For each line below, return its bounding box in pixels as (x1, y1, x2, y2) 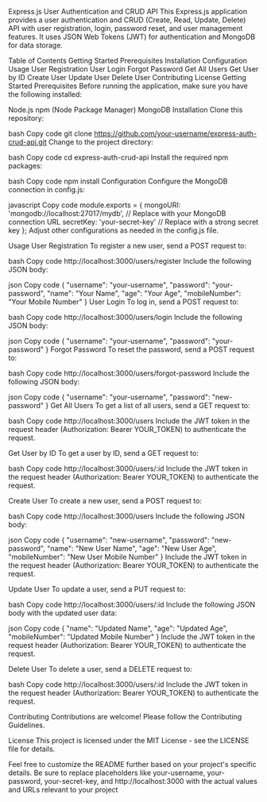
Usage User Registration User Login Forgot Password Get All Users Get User (8, 64, 259, 74)
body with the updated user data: (8, 608, 118, 618)
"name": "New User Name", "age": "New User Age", (46, 544, 217, 553)
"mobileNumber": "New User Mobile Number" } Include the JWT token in (8, 552, 248, 561)
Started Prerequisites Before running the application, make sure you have (8, 81, 248, 91)
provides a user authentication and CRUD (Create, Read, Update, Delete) (8, 15, 246, 25)
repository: (8, 114, 44, 122)
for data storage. (8, 40, 64, 50)
